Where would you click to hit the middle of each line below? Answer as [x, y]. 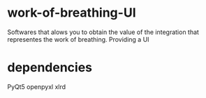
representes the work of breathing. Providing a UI [78, 39]
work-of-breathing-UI [72, 13]
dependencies [50, 68]
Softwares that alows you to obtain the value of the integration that [103, 32]
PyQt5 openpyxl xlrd [37, 87]
